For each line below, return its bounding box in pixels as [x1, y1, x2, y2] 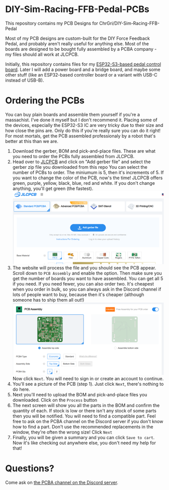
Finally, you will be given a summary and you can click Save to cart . [12, 434, 155, 440]
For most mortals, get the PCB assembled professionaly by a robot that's [5, 132, 156, 139]
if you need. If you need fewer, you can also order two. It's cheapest [12, 281, 154, 287]
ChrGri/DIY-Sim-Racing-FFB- [99, 20, 160, 26]
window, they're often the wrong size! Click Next [12, 429, 113, 435]
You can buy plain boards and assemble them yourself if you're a [5, 111, 140, 117]
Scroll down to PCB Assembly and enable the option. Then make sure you [12, 270, 162, 276]
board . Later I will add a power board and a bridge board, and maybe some [5, 66, 160, 73]
